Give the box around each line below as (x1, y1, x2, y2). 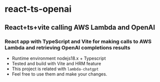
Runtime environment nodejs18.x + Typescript (11, 55, 106, 61)
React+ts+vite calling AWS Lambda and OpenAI (4, 23, 155, 32)
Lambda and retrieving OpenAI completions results (4, 44, 131, 51)
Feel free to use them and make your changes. (11, 71, 107, 77)
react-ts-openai (4, 3, 72, 15)
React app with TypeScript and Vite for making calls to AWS (4, 38, 152, 45)
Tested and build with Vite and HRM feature (11, 60, 101, 66)
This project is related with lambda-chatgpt (11, 66, 99, 72)
